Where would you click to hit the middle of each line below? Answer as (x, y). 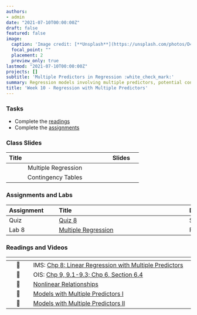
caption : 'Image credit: (42, 45)
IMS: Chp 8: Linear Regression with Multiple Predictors (108, 265)
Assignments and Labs (40, 195)
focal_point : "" (31, 50)
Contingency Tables (55, 177)
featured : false (26, 33)
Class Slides (24, 143)
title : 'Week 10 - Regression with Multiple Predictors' (77, 88)
